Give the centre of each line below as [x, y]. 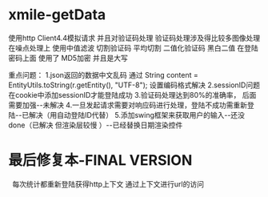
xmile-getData [57, 15]
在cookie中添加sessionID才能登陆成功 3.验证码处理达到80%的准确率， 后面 [132, 94]
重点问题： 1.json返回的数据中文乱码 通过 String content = [103, 74]
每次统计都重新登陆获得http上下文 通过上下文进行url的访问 [108, 184]
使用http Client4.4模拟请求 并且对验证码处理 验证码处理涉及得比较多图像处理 [134, 38]
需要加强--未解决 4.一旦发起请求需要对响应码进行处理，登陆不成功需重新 [128, 105]
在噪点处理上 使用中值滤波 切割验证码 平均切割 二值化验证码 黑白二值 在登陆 [133, 48]
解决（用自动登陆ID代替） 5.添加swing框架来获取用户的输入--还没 [137, 115]
